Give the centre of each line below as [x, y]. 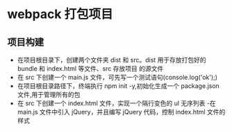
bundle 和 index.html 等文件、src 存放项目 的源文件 [90, 69]
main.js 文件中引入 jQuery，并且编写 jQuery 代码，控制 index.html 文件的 [121, 112]
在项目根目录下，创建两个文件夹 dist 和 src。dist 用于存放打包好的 [111, 60]
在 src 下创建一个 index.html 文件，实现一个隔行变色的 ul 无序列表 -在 [117, 103]
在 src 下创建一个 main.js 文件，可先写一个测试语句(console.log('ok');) [117, 77]
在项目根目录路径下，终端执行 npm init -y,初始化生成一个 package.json [118, 86]
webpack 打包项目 [60, 14]
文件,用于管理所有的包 [49, 95]
